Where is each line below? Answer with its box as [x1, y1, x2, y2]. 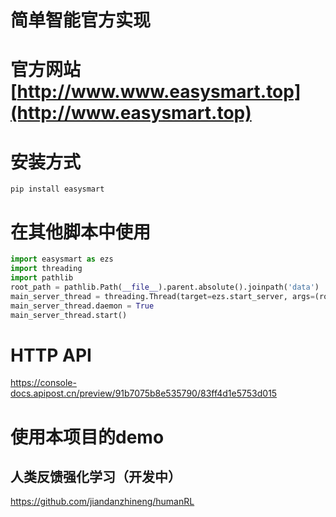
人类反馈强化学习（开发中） [10, 468, 182, 485]
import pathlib [10, 273, 74, 283]
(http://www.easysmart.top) [10, 102, 252, 125]
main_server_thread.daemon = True [10, 301, 155, 311]
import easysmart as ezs [10, 254, 114, 265]
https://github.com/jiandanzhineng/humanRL [10, 496, 195, 508]
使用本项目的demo [10, 426, 165, 448]
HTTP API [10, 344, 92, 366]
